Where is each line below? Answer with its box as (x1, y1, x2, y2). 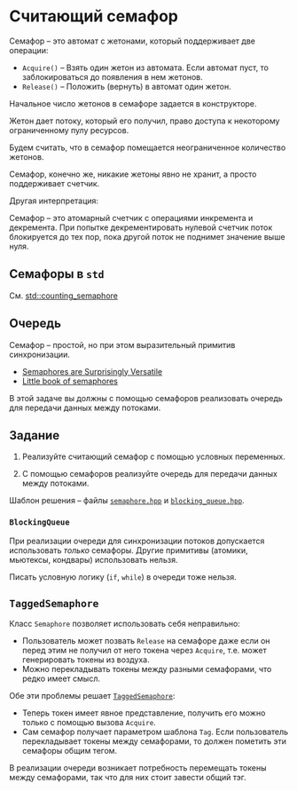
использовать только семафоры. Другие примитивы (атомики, (9, 544, 248, 556)
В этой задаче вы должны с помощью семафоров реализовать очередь (9, 392, 284, 403)
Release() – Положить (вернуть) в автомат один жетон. (21, 81, 232, 91)
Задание (9, 428, 60, 443)
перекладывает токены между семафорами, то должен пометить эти (21, 736, 286, 747)
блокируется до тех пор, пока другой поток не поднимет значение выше (9, 231, 285, 241)
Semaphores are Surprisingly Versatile (21, 366, 163, 376)
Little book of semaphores (21, 376, 118, 386)
